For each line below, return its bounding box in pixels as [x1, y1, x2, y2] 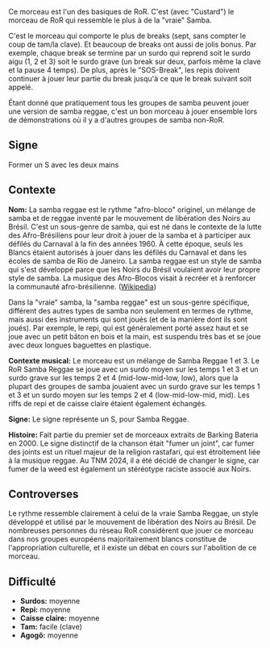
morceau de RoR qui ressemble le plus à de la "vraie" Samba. [8, 15, 212, 25]
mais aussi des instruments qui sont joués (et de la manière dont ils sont [8, 314, 248, 324]
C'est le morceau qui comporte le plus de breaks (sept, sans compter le [8, 31, 247, 40]
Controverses [8, 488, 79, 501]
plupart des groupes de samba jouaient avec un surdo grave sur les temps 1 [8, 381, 260, 391]
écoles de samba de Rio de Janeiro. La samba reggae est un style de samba [8, 255, 262, 265]
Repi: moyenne [19, 604, 71, 615]
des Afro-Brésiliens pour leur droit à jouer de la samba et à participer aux [8, 230, 251, 240]
